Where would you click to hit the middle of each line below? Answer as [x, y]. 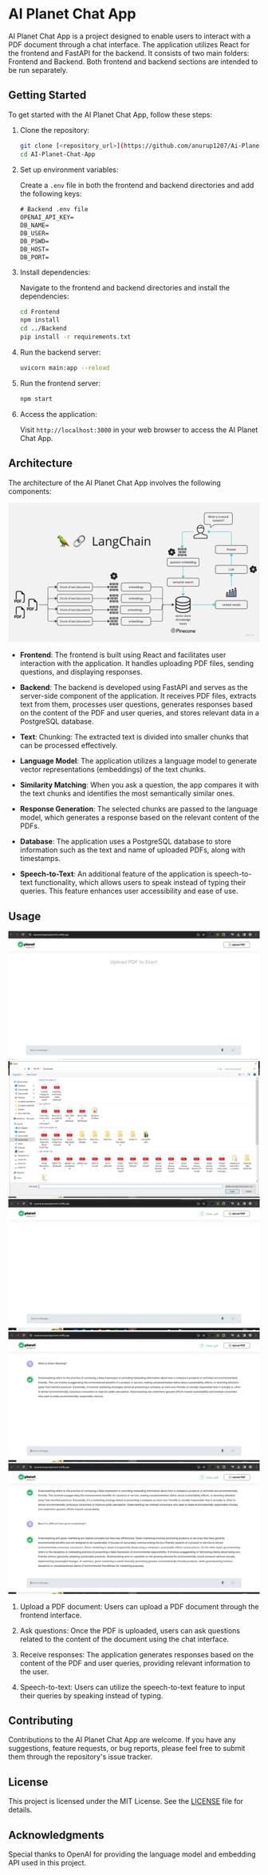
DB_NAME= [34, 225]
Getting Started [47, 96]
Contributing [41, 1720]
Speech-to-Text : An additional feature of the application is [116, 874]
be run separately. [38, 70]
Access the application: [58, 414]
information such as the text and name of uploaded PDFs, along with [132, 850]
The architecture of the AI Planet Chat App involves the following [114, 483]
